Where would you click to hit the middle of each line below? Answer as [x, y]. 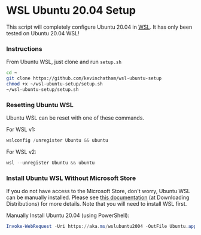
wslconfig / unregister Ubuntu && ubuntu [57, 141]
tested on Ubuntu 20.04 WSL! [43, 33]
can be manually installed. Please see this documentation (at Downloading [98, 197]
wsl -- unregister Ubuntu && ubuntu [51, 163]
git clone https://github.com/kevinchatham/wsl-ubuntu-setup [84, 78]
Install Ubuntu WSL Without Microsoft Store [71, 178]
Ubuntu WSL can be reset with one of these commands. [75, 118]
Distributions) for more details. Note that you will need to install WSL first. [97, 204]
